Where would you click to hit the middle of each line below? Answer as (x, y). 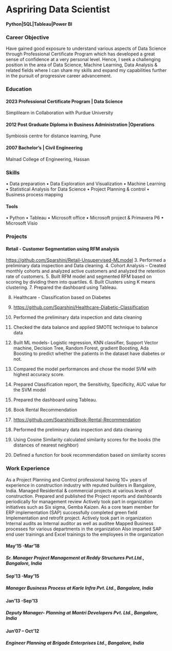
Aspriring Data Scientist (58, 10)
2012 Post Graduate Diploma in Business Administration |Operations (80, 124)
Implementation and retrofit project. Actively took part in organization (79, 518)
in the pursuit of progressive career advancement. (59, 76)
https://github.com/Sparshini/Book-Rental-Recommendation (77, 420)
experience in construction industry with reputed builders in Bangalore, (81, 485)
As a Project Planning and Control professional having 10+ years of (77, 479)
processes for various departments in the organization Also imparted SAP (84, 529)
